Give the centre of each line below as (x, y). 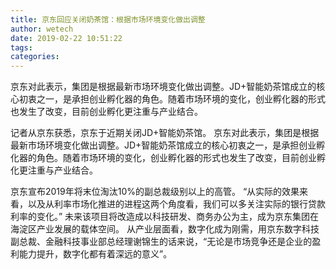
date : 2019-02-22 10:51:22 (66, 38)
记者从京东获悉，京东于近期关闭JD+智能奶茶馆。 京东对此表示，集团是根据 (165, 133)
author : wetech (42, 29)
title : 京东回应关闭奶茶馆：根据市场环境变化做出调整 (108, 19)
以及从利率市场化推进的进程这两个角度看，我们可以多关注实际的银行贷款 (176, 204)
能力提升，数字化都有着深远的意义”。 (95, 254)
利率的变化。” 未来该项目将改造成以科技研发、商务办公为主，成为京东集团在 (165, 217)
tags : (21, 47)
